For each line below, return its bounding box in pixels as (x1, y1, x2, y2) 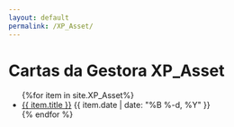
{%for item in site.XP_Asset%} (21, 90, 134, 101)
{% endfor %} (21, 109, 74, 120)
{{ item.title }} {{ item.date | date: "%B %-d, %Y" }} (21, 100, 211, 111)
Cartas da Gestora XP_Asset (8, 60, 225, 81)
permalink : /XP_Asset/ (8, 22, 94, 31)
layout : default (8, 13, 69, 23)
